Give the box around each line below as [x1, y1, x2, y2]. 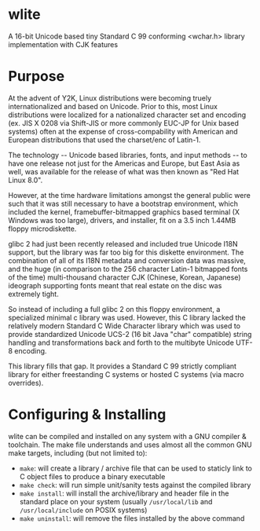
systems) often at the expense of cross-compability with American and [8, 126, 238, 136]
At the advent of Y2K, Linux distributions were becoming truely [8, 93, 212, 103]
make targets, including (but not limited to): [8, 448, 148, 457]
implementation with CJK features [8, 39, 119, 49]
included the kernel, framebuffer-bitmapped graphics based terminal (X [8, 207, 240, 217]
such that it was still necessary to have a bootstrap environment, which [8, 199, 238, 208]
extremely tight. [8, 289, 59, 298]
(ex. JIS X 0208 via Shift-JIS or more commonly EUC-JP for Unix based [8, 118, 240, 127]
